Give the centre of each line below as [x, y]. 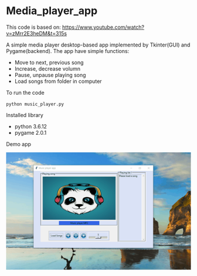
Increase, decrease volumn [47, 68]
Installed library [25, 115]
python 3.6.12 [30, 126]
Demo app [18, 144]
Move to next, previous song [49, 62]
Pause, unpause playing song [50, 75]
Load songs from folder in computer [58, 81]
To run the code [26, 92]
